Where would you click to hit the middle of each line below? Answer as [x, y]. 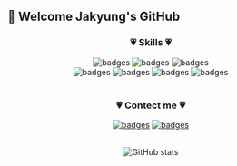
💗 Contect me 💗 [151, 105]
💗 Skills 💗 [151, 43]
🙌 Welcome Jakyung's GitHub [94, 17]
